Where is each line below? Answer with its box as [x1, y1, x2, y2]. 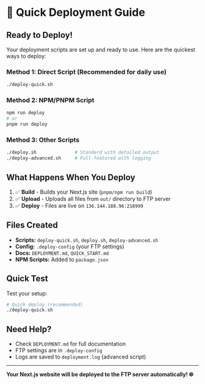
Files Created [6, 220, 58, 231]
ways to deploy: [6, 53, 46, 60]
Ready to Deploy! [6, 30, 73, 40]
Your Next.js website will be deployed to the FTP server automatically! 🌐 [6, 371, 193, 378]
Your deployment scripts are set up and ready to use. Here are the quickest [6, 46, 195, 53]
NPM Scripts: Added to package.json [15, 256, 109, 263]
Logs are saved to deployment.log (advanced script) [15, 353, 146, 361]
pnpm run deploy [6, 121, 48, 128]
